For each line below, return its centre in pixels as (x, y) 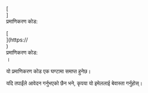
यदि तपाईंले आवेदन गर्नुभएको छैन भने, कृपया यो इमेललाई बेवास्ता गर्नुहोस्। (74, 83)
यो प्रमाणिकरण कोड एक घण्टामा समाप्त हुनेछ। (49, 71)
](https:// (17, 40)
